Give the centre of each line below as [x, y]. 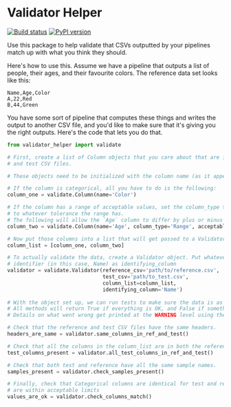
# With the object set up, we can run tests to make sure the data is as [115, 302]
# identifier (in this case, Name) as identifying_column [92, 264]
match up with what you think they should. [67, 52]
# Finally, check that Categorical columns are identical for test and [112, 384]
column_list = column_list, [139, 283]
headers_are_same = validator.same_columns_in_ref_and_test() [98, 334]
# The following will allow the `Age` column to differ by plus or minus [115, 220]
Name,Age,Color [29, 93]
